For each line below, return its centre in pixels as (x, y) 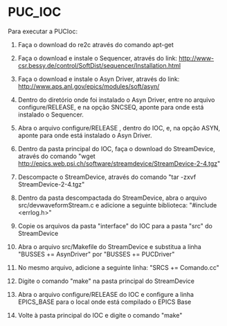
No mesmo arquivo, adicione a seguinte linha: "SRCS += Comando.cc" (119, 267)
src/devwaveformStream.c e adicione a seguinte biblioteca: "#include (117, 205)
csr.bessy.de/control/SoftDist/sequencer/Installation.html (99, 65)
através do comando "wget (56, 156)
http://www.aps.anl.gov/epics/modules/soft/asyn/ (89, 86)
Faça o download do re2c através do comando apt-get (96, 44)
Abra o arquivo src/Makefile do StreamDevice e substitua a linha (109, 246)
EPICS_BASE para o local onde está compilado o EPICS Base (105, 302)
